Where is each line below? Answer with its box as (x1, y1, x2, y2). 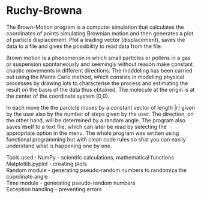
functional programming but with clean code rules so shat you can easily (6, 135, 186, 143)
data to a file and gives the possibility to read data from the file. (6, 43, 163, 50)
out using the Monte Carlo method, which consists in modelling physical (6, 73, 184, 80)
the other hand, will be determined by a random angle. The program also (6, 116, 186, 123)
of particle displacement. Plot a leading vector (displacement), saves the (6, 36, 185, 43)
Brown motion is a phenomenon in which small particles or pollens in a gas (6, 54, 191, 61)
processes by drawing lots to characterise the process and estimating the (6, 79, 188, 87)
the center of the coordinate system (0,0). (6, 92, 110, 99)
